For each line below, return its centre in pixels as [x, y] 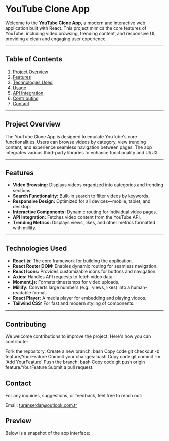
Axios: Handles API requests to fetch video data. [63, 277]
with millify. [24, 228]
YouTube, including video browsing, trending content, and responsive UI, [80, 33]
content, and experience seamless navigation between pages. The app [79, 147]
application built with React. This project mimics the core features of [76, 28]
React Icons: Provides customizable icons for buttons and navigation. [84, 271]
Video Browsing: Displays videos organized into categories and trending [88, 185]
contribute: [17, 341]
